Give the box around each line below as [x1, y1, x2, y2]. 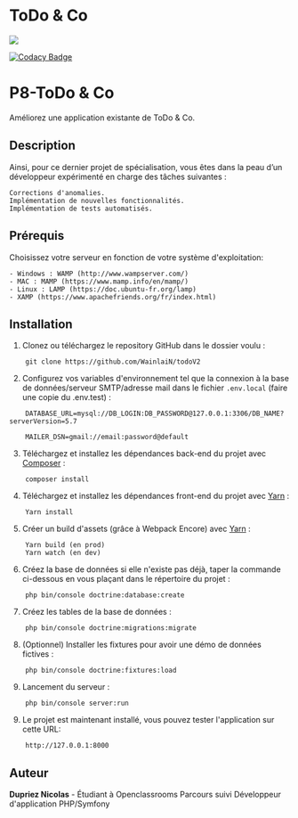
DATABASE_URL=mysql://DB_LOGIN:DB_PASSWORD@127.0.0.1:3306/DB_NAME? [25, 409, 285, 419]
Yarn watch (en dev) [25, 549, 101, 558]
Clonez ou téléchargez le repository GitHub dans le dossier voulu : [21, 340, 265, 351]
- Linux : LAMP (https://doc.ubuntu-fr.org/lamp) [9, 284, 197, 294]
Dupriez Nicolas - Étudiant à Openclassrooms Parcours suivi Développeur [9, 789, 282, 800]
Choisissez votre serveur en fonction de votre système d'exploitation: [9, 251, 264, 263]
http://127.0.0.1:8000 [25, 741, 109, 750]
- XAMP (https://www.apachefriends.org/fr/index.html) [9, 292, 217, 301]
